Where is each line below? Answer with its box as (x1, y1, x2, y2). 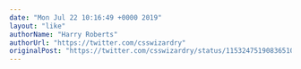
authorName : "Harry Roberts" (9, 30, 118, 39)
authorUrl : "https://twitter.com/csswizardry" (9, 38, 186, 47)
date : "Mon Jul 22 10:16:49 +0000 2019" (9, 13, 163, 22)
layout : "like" (9, 22, 66, 30)
